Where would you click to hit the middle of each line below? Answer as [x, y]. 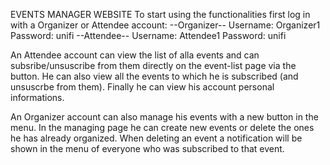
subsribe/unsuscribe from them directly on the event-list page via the [153, 65]
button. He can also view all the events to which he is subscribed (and [154, 76]
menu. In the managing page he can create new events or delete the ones [162, 127]
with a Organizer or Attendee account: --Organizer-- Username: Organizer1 [165, 25]
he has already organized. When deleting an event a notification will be [156, 138]
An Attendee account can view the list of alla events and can [135, 55]
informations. [37, 97]
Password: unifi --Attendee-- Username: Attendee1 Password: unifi [148, 35]
